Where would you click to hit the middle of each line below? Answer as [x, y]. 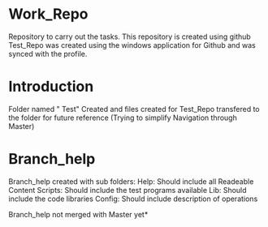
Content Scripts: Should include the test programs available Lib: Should [128, 190]
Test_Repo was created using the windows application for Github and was [132, 45]
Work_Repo [48, 14]
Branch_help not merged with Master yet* [78, 214]
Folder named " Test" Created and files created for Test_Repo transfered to [134, 109]
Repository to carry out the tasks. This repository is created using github [130, 36]
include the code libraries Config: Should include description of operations [133, 199]
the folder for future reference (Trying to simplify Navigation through [123, 118]
